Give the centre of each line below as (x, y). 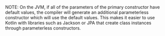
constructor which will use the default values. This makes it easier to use (80, 18)
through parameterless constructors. (43, 28)
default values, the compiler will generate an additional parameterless (77, 12)
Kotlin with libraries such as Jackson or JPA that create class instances (78, 23)
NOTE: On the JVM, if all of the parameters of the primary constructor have (82, 7)
